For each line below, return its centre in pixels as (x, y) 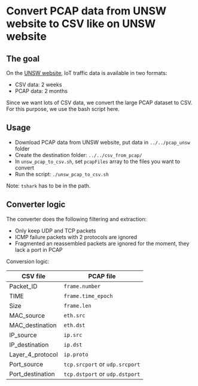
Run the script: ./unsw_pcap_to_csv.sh (62, 174)
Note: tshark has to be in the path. (48, 186)
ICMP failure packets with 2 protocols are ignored (76, 237)
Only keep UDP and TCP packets (55, 230)
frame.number (82, 286)
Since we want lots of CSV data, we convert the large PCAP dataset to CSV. (99, 102)
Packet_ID (23, 286)
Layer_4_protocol (33, 354)
